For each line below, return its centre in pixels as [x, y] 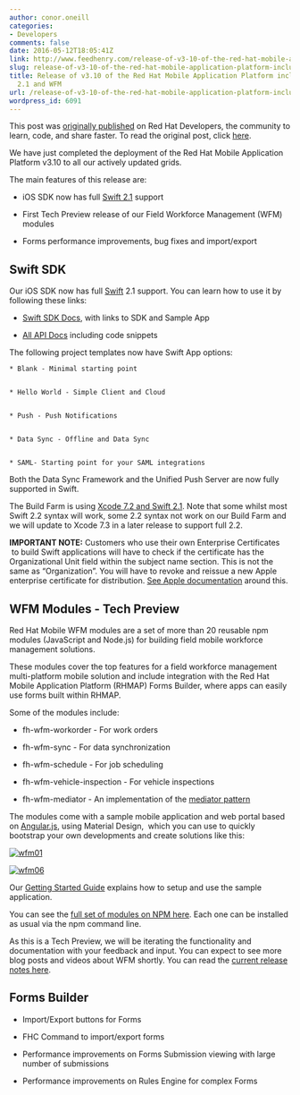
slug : [19, 68]
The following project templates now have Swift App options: [121, 352]
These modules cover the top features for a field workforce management [143, 666]
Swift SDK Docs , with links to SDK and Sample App [116, 318]
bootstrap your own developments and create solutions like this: [127, 836]
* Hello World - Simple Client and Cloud [87, 393]
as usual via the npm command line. [75, 924]
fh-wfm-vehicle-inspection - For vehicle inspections [118, 782]
